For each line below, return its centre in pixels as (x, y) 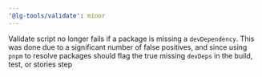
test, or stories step (40, 64)
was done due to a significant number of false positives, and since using (128, 47)
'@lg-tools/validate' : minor (57, 16)
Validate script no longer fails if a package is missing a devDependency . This (131, 38)
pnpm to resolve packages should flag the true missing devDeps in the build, (131, 55)
